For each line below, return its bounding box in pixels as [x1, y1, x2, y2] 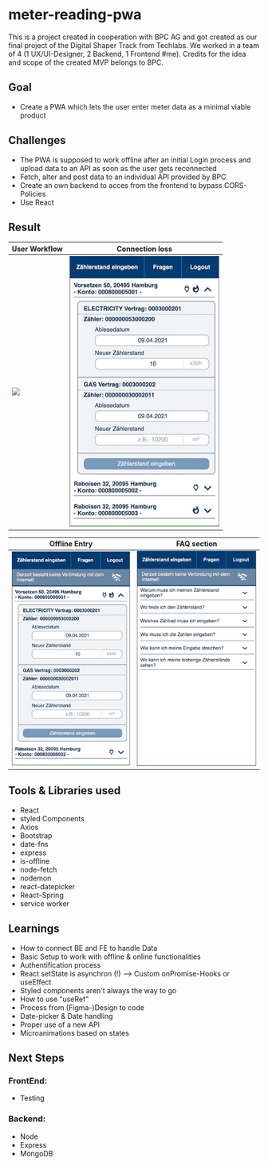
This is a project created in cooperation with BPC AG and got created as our [8, 32, 258, 42]
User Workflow [11, 244, 64, 254]
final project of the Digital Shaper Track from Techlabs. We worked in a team [8, 40, 259, 50]
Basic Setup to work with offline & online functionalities [19, 952, 201, 961]
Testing [19, 1093, 45, 1103]
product [19, 110, 46, 120]
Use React [19, 198, 54, 207]
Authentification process [19, 960, 101, 969]
